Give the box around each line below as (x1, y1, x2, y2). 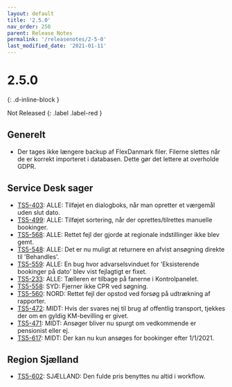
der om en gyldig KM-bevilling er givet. (17, 311, 130, 320)
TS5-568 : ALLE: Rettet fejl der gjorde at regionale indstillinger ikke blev (17, 230, 220, 238)
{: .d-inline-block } (7, 95, 60, 104)
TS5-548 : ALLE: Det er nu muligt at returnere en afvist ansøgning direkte (17, 245, 225, 254)
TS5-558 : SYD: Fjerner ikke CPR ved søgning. (17, 282, 149, 290)
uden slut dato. (17, 208, 60, 216)
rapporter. (17, 297, 46, 305)
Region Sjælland (7, 354, 79, 365)
